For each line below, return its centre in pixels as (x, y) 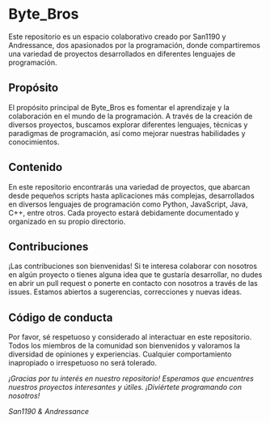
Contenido (36, 167)
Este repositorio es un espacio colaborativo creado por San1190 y (117, 36)
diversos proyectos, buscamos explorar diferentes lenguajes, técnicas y (128, 124)
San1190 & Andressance (49, 412)
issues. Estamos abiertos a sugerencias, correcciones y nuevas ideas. (125, 292)
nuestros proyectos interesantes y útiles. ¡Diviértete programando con (125, 387)
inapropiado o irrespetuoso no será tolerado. (83, 363)
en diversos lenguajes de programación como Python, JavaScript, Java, (128, 204)
